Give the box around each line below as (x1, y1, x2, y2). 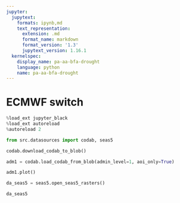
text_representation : (17, 25, 70, 32)
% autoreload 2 (6, 126, 42, 132)
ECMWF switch (6, 96, 83, 109)
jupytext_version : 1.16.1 (21, 48, 86, 54)
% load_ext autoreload (6, 121, 60, 127)
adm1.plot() (6, 170, 36, 176)
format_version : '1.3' (21, 42, 79, 48)
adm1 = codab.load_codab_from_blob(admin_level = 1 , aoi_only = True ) (6, 159, 175, 165)
